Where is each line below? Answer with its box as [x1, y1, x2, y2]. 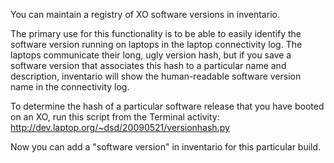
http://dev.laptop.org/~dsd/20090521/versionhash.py [10, 122, 230, 133]
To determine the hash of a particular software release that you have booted [10, 100, 325, 112]
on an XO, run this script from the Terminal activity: [10, 111, 220, 123]
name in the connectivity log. [10, 81, 130, 93]
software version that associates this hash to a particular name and [10, 60, 287, 71]
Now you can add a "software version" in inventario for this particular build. [10, 141, 322, 153]
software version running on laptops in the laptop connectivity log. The [10, 39, 303, 50]
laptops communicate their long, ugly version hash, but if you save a [10, 49, 292, 61]
